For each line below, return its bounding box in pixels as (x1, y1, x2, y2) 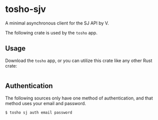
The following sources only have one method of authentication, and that (5, 95, 153, 101)
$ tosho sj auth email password (5, 110, 72, 115)
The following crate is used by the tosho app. (5, 29, 98, 35)
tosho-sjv (5, 3, 46, 15)
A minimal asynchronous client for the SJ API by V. (5, 20, 109, 26)
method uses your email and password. (5, 100, 86, 106)
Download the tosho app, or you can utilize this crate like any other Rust (5, 57, 153, 63)
